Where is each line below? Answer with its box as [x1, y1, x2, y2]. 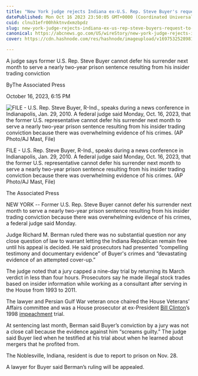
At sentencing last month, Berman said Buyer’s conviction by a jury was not [6, 322, 189, 329]
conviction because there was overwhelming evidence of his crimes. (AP [6, 172, 183, 179]
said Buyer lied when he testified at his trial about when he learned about [6, 334, 184, 341]
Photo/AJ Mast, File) [6, 178, 56, 185]
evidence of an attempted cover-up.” [6, 256, 96, 263]
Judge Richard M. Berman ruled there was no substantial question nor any [6, 231, 187, 238]
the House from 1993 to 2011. [6, 286, 77, 293]
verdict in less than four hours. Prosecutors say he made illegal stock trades [6, 274, 190, 281]
